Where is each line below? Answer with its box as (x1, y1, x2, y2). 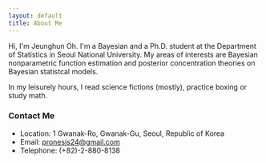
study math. (8, 90, 48, 100)
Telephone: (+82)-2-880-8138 (19, 145, 120, 155)
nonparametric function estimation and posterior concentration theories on (8, 58, 256, 68)
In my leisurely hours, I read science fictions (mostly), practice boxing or (8, 81, 247, 92)
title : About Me (8, 19, 62, 27)
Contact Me (8, 110, 55, 121)
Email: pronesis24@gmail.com (19, 137, 120, 146)
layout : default (8, 11, 62, 20)
